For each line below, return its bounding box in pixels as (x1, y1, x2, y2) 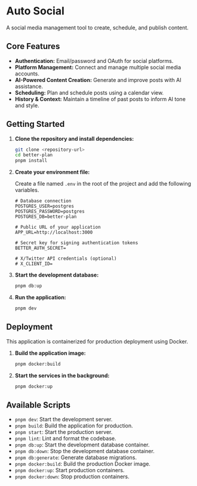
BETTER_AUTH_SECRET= (14, 245, 66, 251)
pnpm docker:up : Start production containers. (14, 467, 125, 474)
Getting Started (6, 119, 65, 129)
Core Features (6, 41, 60, 51)
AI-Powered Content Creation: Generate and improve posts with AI (14, 76, 181, 83)
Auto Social (6, 4, 64, 18)
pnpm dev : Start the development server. (14, 416, 113, 423)
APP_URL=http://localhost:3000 (14, 229, 93, 236)
